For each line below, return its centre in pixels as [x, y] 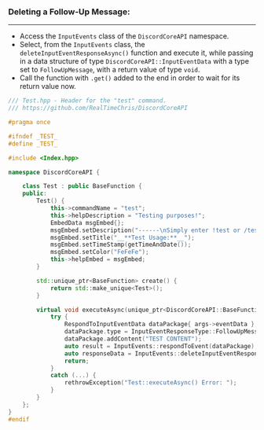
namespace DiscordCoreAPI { [54, 172]
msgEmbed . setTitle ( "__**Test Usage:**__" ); [122, 237]
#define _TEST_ [33, 144]
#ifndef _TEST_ [33, 136]
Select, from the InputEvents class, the [82, 45]
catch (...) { [73, 376]
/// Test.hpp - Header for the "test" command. [88, 101]
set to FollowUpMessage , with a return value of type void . [110, 70]
